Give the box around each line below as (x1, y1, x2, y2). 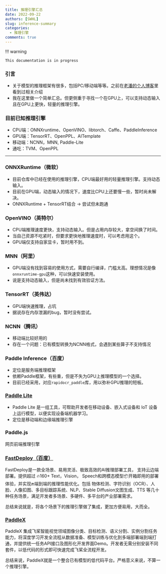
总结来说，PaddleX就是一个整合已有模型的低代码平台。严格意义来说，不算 (5, 557, 157, 563)
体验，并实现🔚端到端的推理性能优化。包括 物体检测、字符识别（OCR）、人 (5, 481, 156, 487)
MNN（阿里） (5, 252, 38, 259)
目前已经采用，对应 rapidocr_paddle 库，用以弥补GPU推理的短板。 (12, 380, 146, 386)
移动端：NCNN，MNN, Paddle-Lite (12, 139, 84, 145)
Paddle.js (5, 429, 28, 436)
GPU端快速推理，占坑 (12, 303, 57, 309)
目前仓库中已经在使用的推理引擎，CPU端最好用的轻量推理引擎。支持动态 (12, 176, 161, 182)
